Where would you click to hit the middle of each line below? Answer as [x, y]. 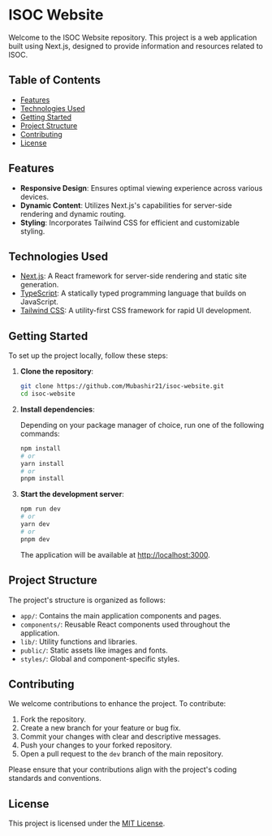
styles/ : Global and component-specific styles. [100, 658]
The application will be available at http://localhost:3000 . [115, 554]
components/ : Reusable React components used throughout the [125, 624]
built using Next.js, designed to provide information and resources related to [136, 45]
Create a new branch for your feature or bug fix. [100, 728]
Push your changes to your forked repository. [96, 745]
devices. [35, 196]
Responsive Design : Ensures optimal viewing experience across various [141, 187]
